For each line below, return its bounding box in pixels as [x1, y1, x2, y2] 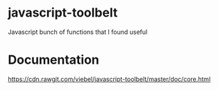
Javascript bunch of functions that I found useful [8, 28, 148, 36]
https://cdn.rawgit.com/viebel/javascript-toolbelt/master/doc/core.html [8, 75, 211, 83]
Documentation [8, 52, 100, 68]
